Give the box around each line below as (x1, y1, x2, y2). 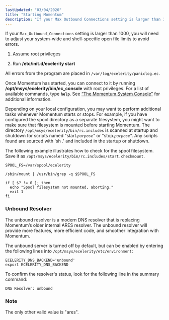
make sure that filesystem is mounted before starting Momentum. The (5, 122, 150, 128)
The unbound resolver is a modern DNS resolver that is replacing (5, 217, 140, 223)
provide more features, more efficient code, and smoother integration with (5, 227, 159, 233)
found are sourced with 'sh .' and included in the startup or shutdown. (5, 138, 150, 144)
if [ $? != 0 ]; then (5, 181, 51, 186)
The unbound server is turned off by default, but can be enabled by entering (5, 243, 163, 249)
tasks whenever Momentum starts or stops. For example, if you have (5, 111, 147, 117)
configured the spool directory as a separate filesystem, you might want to (5, 117, 160, 123)
